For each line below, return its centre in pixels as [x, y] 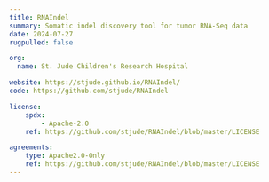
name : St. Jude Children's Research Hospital [103, 67]
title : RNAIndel [39, 17]
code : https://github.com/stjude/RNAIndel [89, 91]
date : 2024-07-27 [41, 34]
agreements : [31, 147]
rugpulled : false [41, 42]
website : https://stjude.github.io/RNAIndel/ [95, 83]
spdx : [36, 115]
